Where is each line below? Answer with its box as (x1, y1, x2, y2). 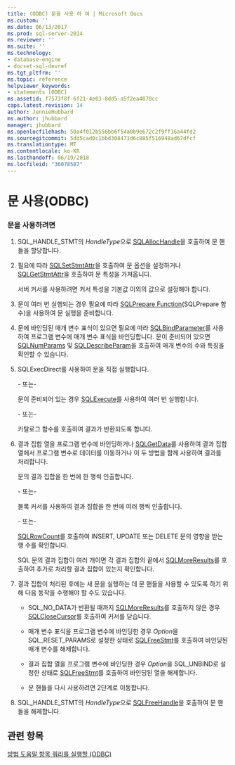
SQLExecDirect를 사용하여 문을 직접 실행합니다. (17, 365, 149, 374)
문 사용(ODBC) (7, 193, 90, 209)
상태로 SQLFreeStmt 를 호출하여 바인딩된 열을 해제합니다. (41, 669, 198, 677)
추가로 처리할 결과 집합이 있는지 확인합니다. (36, 564, 154, 574)
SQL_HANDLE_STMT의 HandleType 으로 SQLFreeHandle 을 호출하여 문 (17, 698, 216, 707)
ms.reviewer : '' (7, 37, 55, 44)
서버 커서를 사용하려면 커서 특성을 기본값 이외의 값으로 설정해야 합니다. (17, 285, 210, 293)
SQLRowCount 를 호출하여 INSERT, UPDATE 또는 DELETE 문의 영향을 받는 (17, 532, 223, 540)
